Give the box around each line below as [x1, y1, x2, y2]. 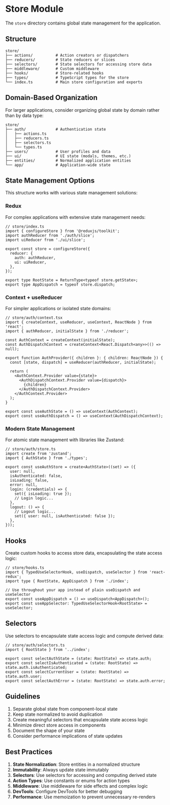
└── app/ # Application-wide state [5, 162, 111, 167]
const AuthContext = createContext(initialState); [5, 337, 115, 342]
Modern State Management [5, 425, 75, 432]
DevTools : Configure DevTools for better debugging [12, 788, 123, 794]
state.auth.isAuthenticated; [5, 665, 67, 670]
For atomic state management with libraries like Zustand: [5, 437, 125, 443]
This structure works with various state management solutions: [5, 190, 138, 196]
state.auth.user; [5, 674, 42, 679]
